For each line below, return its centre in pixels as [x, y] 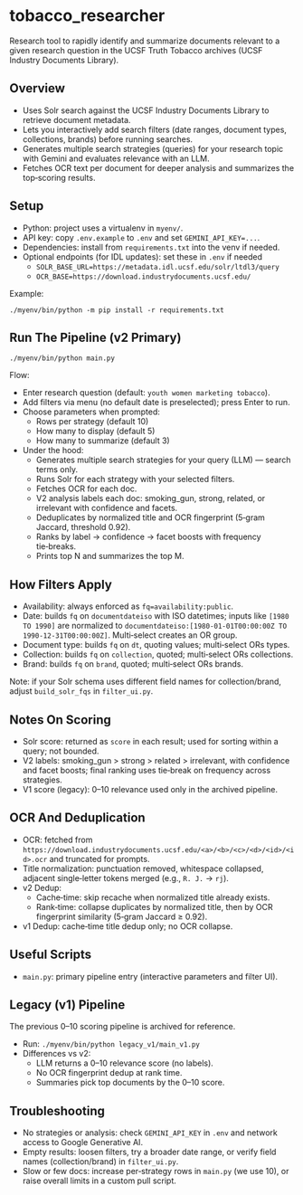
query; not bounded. [61, 751]
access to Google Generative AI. [82, 1143]
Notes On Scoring [60, 720]
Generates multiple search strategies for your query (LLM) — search [163, 460]
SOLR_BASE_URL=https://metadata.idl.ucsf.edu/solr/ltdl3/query [158, 267]
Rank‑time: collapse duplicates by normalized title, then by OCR [154, 906]
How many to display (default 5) [95, 432]
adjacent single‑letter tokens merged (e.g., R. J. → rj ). [125, 877]
